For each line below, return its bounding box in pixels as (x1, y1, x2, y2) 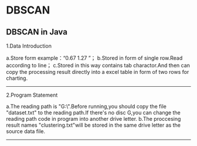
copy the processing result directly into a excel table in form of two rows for (6, 69, 189, 75)
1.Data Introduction (6, 42, 52, 49)
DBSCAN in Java (6, 27, 67, 37)
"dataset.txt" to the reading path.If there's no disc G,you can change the (6, 109, 181, 116)
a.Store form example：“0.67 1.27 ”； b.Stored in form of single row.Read (6, 55, 183, 62)
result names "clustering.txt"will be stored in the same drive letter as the (6, 121, 181, 128)
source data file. (6, 128, 46, 135)
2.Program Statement (6, 91, 58, 99)
